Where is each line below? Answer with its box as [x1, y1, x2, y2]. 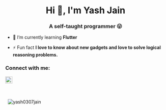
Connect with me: [5, 65, 50, 72]
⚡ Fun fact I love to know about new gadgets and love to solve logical [12, 44, 161, 50]
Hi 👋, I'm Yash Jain [45, 5, 126, 16]
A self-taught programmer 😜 [49, 23, 122, 30]
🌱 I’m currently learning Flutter [12, 34, 77, 40]
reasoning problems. [12, 52, 58, 58]
